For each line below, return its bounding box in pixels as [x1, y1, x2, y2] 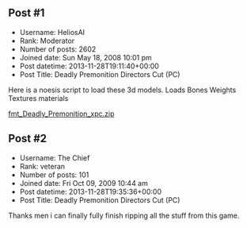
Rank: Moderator [19, 36, 75, 45]
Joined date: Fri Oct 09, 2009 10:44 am [19, 178, 148, 187]
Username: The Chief [19, 153, 90, 162]
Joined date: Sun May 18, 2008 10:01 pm [19, 52, 152, 62]
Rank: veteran [19, 161, 66, 171]
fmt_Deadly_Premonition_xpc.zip [8, 109, 115, 118]
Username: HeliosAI [19, 27, 85, 37]
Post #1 [8, 6, 45, 20]
